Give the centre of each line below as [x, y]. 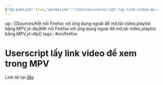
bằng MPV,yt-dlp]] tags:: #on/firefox [41, 34]
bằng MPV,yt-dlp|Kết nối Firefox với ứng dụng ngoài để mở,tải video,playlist [81, 28]
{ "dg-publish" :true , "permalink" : [39, 9]
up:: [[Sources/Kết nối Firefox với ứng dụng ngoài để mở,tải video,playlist [78, 23]
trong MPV [27, 63]
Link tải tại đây [19, 77]
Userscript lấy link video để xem [71, 53]
